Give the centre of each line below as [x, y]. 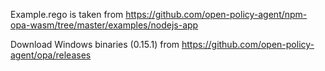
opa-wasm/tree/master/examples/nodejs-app [104, 25]
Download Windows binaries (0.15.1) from [95, 44]
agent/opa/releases [51, 55]
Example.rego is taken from [67, 14]
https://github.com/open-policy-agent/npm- [216, 14]
